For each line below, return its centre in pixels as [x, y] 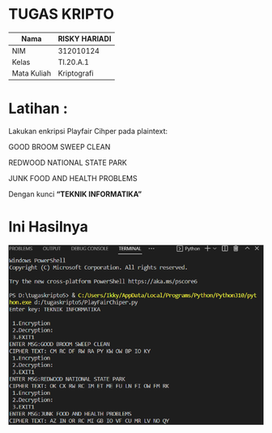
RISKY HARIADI [85, 39]
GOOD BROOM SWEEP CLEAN [59, 146]
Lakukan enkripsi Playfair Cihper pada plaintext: [88, 131]
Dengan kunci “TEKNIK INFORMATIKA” [75, 194]
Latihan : [38, 108]
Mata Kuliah [31, 73]
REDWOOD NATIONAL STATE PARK [68, 162]
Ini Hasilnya [49, 226]
